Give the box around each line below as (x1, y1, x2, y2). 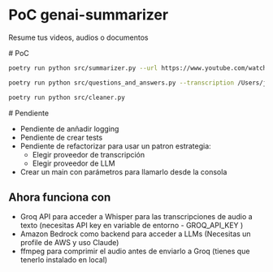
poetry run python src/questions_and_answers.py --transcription (8, 79, 234, 87)
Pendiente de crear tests (19, 132, 103, 142)
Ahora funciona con (8, 190, 111, 204)
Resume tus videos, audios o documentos (8, 32, 149, 42)
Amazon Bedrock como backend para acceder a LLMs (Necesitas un (19, 229, 251, 239)
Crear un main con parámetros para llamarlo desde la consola (19, 166, 227, 176)
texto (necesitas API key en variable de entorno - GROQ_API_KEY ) (19, 221, 244, 231)
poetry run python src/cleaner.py (8, 93, 126, 101)
